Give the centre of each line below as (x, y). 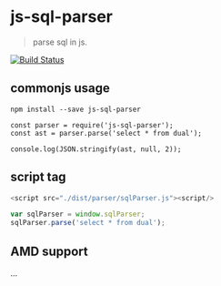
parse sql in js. (60, 42)
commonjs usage (60, 88)
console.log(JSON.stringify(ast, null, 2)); (96, 149)
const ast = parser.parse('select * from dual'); (106, 133)
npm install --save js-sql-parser (76, 109)
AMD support (50, 251)
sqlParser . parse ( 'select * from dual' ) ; (88, 223)
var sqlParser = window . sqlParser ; (78, 214)
